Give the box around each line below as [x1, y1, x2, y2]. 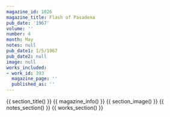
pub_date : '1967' [6, 20, 50, 26]
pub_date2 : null [6, 53, 47, 59]
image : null [6, 59, 36, 65]
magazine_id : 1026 [6, 8, 52, 15]
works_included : [6, 64, 47, 71]
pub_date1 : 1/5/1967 [6, 48, 58, 54]
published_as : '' [11, 82, 55, 88]
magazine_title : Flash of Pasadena [6, 14, 96, 20]
